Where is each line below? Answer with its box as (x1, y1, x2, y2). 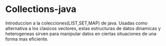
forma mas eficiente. (5, 36, 49, 42)
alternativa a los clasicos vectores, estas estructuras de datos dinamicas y (5, 25, 161, 31)
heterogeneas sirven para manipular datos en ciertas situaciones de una (5, 30, 156, 36)
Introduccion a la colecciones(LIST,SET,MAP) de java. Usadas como (5, 20, 148, 26)
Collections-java (5, 3, 77, 15)
